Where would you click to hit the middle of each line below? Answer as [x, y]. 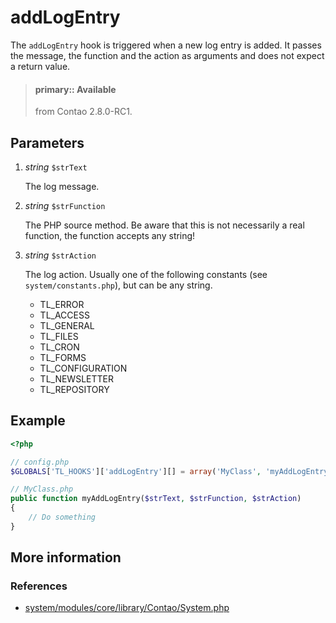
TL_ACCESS [64, 315]
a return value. [40, 66]
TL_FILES [59, 336]
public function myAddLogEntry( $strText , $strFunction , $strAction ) [156, 499]
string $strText [56, 167]
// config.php [40, 462]
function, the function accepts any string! [110, 235]
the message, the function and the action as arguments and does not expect [167, 55]
